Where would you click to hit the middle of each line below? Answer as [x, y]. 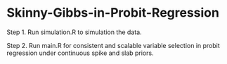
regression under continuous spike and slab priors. [80, 53]
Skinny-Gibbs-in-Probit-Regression [113, 13]
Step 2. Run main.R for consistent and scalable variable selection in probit [113, 45]
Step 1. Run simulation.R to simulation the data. [74, 32]
